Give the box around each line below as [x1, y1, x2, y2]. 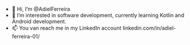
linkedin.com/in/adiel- [122, 25, 176, 32]
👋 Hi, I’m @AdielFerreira [11, 6, 70, 12]
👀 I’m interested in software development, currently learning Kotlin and [11, 12, 185, 19]
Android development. [11, 18, 66, 25]
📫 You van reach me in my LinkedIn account [11, 25, 122, 32]
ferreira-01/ [11, 33, 40, 40]
